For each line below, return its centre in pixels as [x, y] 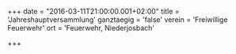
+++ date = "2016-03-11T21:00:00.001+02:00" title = [93, 11]
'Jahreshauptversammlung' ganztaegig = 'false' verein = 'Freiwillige [118, 20]
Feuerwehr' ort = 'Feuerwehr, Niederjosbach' [81, 28]
